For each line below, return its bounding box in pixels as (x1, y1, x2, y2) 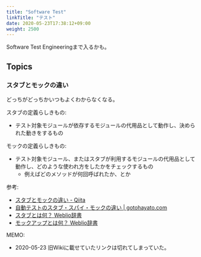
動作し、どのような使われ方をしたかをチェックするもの (15, 163, 154, 170)
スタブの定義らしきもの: (6, 108, 67, 116)
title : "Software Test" (6, 9, 67, 15)
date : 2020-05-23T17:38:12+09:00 (6, 20, 91, 26)
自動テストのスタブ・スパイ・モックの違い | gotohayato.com (15, 203, 168, 211)
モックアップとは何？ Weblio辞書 (15, 219, 98, 226)
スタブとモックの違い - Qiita (15, 196, 86, 203)
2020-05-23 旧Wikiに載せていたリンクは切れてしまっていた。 (15, 244, 170, 251)
